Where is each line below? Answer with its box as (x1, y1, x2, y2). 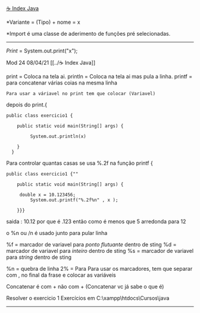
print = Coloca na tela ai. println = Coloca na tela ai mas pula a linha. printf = (6, 73, 192, 80)
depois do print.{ (6, 101, 48, 108)
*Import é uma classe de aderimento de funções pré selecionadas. (6, 30, 171, 37)
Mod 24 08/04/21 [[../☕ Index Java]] (6, 59, 96, 66)
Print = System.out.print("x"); (6, 47, 78, 54)
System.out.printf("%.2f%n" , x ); (30, 197, 118, 203)
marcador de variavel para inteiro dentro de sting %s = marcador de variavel (6, 248, 194, 254)
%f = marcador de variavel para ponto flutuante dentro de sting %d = (6, 241, 177, 248)
